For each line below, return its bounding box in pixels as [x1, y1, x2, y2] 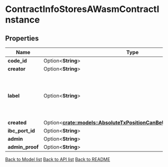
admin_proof [7, 143, 39, 150]
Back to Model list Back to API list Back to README [5, 156, 110, 162]
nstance [5, 14, 40, 25]
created [7, 119, 26, 126]
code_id [7, 57, 27, 64]
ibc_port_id [7, 127, 35, 134]
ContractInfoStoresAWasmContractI [5, 3, 159, 15]
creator [7, 65, 26, 72]
